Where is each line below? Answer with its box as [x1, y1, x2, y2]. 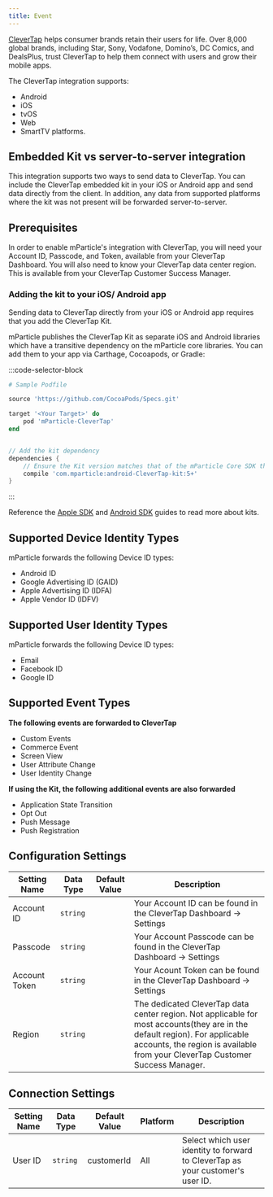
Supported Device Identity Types [8, 531, 180, 545]
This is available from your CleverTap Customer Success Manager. [8, 269, 232, 278]
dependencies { [8, 454, 60, 462]
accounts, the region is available [133, 1038, 258, 1050]
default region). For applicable [133, 1029, 249, 1040]
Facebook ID [19, 664, 63, 674]
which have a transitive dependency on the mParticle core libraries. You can [8, 340, 263, 350]
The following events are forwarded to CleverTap [8, 718, 177, 727]
